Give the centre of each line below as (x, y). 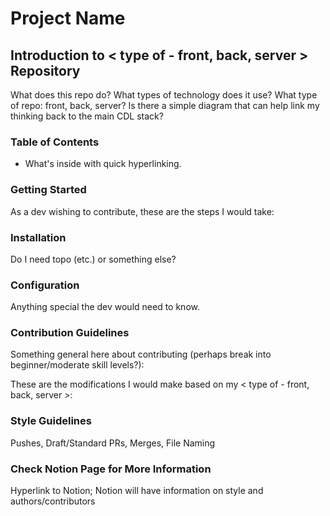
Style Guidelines (51, 421)
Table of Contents (55, 142)
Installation (38, 237)
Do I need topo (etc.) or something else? (93, 259)
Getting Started (48, 190)
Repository (45, 70)
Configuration (45, 285)
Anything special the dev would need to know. (105, 307)
